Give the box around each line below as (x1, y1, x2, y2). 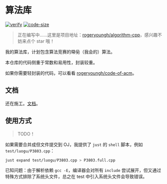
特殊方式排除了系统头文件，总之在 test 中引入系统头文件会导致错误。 (5, 173, 147, 179)
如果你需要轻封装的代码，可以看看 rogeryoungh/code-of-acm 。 (5, 70, 137, 76)
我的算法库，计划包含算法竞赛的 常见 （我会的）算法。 (5, 49, 115, 55)
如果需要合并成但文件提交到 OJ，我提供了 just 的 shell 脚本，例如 (5, 141, 143, 147)
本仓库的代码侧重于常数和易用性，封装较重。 (5, 59, 98, 65)
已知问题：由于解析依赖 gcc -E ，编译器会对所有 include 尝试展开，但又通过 (5, 167, 161, 173)
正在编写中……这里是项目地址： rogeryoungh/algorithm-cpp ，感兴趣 (17, 32, 158, 38)
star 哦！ (36, 38, 55, 44)
